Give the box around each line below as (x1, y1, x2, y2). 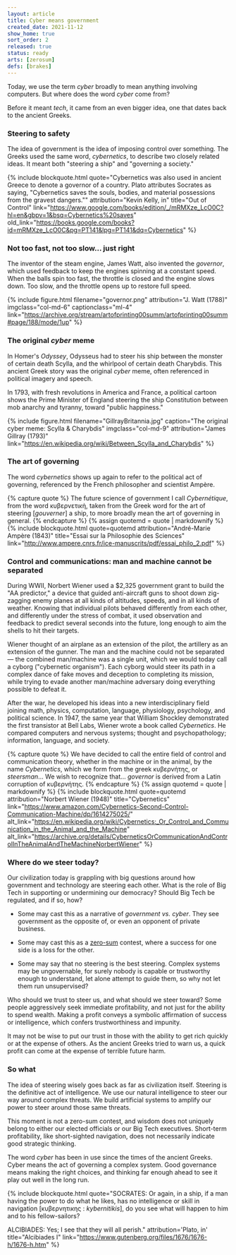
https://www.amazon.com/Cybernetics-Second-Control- (24, 803, 189, 811)
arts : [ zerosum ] (7, 56, 55, 64)
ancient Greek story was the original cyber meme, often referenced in (7, 366, 209, 375)
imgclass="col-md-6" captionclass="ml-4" (7, 303, 132, 311)
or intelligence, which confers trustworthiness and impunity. (7, 1018, 182, 1027)
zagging (7, 596, 32, 605)
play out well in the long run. (7, 1175, 89, 1184)
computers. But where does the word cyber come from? (7, 90, 170, 98)
